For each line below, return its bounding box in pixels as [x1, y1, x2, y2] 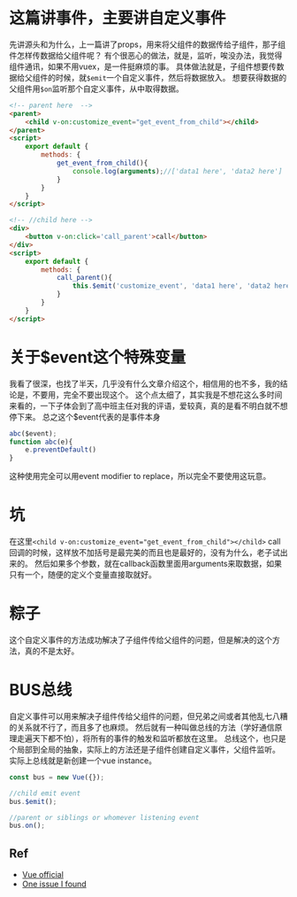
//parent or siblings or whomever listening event [9, 813, 200, 822]
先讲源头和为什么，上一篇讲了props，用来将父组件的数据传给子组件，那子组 [9, 39, 286, 50]
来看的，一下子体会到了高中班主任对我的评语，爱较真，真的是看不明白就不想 [9, 400, 288, 411]
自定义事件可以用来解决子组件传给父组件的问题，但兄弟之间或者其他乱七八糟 [9, 710, 288, 722]
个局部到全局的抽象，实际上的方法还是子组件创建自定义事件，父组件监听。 [9, 744, 280, 754]
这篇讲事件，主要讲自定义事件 [9, 8, 227, 28]
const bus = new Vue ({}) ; [9, 772, 104, 782]
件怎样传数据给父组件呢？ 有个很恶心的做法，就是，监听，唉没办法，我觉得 [9, 50, 283, 60]
